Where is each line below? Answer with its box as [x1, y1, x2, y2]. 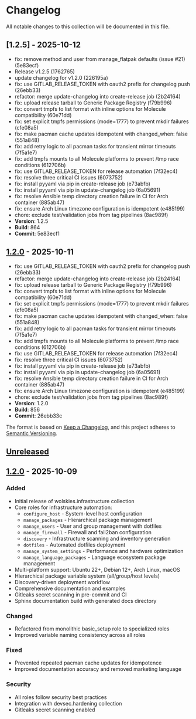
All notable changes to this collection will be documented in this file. [6, 23, 170, 30]
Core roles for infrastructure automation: [14, 504, 112, 511]
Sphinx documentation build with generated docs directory [14, 597, 157, 604]
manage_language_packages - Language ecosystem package [23, 554, 166, 561]
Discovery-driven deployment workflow [14, 578, 110, 585]
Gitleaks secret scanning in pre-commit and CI [14, 591, 127, 598]
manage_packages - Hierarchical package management [23, 516, 153, 523]
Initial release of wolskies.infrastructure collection [14, 497, 135, 504]
